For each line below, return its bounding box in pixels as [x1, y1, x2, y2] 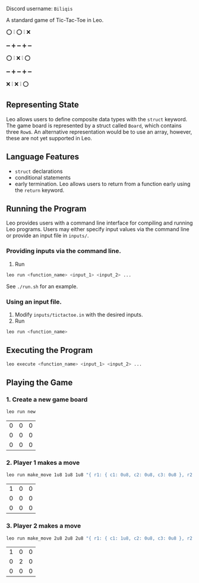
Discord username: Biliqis [6, 5, 73, 12]
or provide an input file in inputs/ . [6, 232, 89, 239]
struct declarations [14, 168, 63, 175]
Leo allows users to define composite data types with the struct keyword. [6, 115, 188, 122]
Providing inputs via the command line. [6, 247, 122, 255]
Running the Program [6, 204, 87, 214]
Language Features [6, 152, 80, 162]
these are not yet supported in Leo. [6, 134, 92, 141]
